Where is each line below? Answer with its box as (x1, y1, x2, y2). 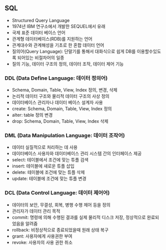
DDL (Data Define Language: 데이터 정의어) (4, 75, 108, 82)
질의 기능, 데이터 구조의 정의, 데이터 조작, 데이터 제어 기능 (11, 61, 124, 67)
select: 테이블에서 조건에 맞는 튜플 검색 (11, 157, 88, 163)
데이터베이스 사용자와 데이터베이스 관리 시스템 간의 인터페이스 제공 (11, 150, 142, 157)
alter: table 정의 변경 (11, 112, 53, 118)
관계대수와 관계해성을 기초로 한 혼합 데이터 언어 (11, 42, 104, 48)
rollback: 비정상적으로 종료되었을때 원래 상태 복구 (11, 226, 108, 232)
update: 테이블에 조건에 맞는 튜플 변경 (11, 175, 86, 182)
